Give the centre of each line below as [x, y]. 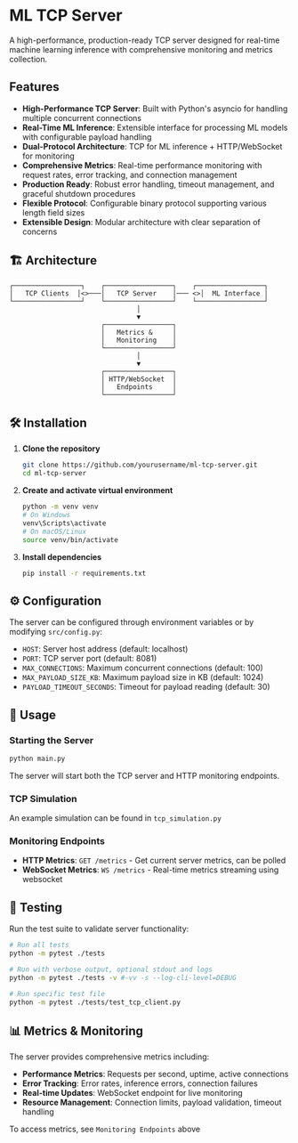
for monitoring [48, 156]
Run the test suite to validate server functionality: [99, 929]
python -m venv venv [60, 507]
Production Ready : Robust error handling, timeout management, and [148, 184]
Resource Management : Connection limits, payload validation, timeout [152, 1102]
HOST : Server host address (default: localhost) [105, 649]
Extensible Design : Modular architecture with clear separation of [141, 222]
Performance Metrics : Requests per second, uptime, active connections [155, 1074]
